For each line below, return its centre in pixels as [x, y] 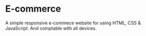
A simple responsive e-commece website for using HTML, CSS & [73, 23]
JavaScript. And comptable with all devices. [51, 28]
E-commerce [33, 9]
